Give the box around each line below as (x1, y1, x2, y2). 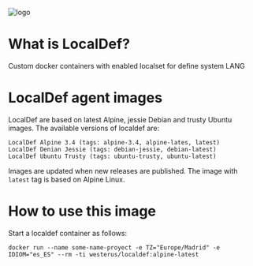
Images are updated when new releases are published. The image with (8, 166, 238, 175)
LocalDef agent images (8, 89, 163, 107)
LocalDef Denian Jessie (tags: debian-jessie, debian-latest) (8, 145, 217, 153)
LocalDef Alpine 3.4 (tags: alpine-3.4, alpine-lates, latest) (8, 138, 221, 146)
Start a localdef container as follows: (8, 228, 128, 238)
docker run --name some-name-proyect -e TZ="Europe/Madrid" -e (8, 243, 221, 252)
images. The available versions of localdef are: (8, 123, 160, 133)
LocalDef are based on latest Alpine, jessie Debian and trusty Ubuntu (8, 114, 233, 124)
